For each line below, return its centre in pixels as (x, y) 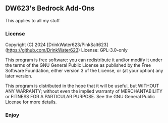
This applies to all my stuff (33, 20)
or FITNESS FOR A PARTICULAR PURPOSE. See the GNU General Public (80, 97)
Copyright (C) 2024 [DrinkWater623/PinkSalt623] (57, 45)
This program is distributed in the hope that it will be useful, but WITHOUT (82, 86)
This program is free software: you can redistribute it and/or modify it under (84, 60)
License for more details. (31, 102)
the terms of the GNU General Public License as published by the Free (78, 65)
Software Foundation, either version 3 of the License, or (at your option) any (84, 71)
